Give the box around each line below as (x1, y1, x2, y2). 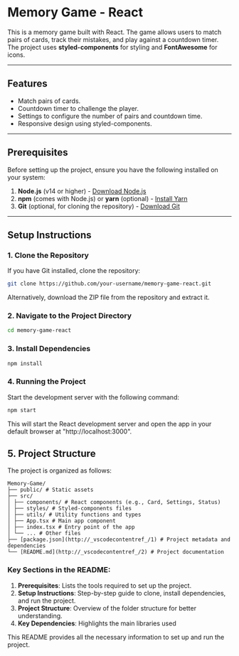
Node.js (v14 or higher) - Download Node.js (17, 186, 147, 195)
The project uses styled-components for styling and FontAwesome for (7, 43, 218, 51)
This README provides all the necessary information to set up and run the (7, 633, 225, 641)
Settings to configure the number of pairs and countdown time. (17, 112, 203, 120)
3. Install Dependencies (7, 344, 91, 354)
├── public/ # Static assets (7, 486, 94, 494)
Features (7, 77, 48, 90)
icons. (7, 50, 26, 59)
